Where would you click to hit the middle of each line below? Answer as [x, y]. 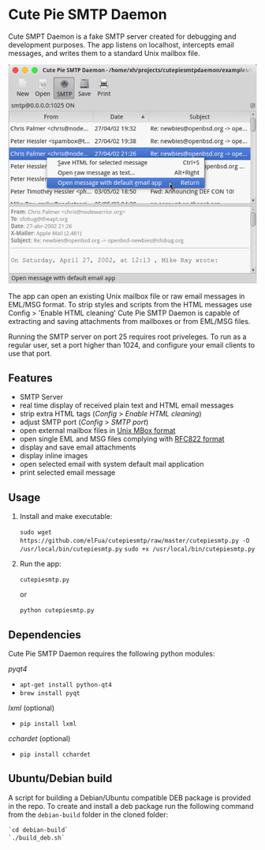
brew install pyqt [50, 694]
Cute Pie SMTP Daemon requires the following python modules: [112, 654]
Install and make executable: [66, 517]
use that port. [30, 353]
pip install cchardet [55, 755]
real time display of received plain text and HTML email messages [127, 405]
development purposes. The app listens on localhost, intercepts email [121, 44]
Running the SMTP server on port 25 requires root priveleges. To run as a [127, 337]
